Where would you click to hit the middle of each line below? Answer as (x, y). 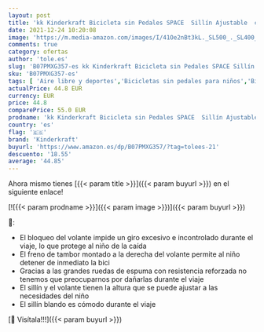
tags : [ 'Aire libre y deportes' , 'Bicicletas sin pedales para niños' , (128, 81)
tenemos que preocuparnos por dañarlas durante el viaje (112, 279)
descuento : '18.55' (40, 154)
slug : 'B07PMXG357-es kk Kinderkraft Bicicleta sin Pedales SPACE (119, 67)
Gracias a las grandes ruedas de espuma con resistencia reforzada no (133, 271)
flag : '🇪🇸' (27, 132)
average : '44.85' (37, 162)
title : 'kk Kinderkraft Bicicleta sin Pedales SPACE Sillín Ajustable (128, 23)
